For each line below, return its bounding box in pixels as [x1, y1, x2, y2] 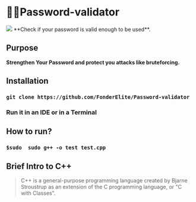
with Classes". [20, 190, 56, 197]
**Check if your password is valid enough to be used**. [13, 26, 151, 33]
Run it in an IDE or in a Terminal [6, 108, 97, 116]
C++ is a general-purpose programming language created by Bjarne [20, 177, 188, 184]
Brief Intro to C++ [6, 161, 72, 171]
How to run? [6, 127, 52, 137]
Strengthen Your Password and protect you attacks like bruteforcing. [6, 59, 180, 66]
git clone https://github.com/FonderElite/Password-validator [6, 94, 190, 100]
